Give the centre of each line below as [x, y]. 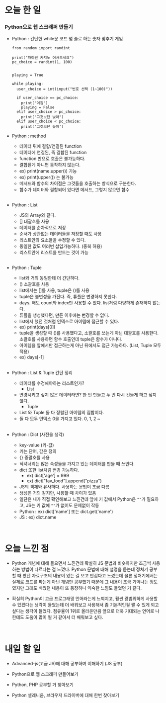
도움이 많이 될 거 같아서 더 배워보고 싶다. [64, 617]
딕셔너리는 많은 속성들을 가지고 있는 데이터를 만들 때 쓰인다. [77, 464]
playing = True [28, 75]
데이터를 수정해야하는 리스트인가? [52, 383]
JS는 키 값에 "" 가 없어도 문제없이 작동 [63, 506]
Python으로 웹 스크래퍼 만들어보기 [45, 674]
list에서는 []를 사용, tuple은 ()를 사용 [54, 290]
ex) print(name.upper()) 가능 [48, 171]
